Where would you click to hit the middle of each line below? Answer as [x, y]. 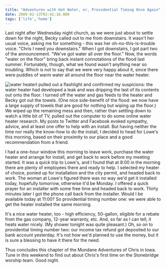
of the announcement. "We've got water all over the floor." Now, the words [81, 54]
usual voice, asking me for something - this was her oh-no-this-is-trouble [80, 44]
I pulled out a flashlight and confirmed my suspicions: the [94, 85]
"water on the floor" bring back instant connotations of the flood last [75, 59]
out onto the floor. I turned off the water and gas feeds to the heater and [79, 95]
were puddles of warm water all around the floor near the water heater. [78, 75]
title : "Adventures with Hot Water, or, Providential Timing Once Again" [83, 10]
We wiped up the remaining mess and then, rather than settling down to [78, 111]
